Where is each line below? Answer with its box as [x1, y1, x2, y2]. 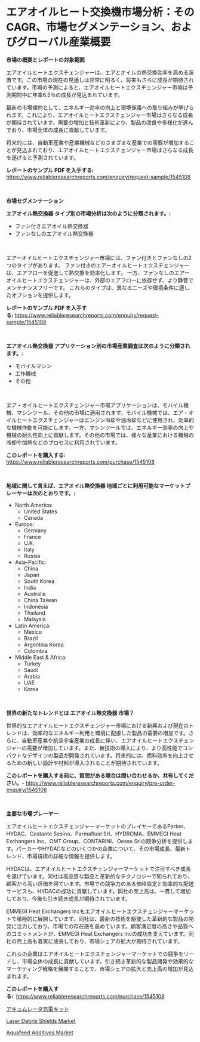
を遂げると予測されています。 [6, 153, 79, 161]
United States [23, 508, 58, 515]
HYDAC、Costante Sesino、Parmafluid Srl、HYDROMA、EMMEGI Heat [6, 830, 182, 837]
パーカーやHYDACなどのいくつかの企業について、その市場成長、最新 [16, 845, 186, 852]
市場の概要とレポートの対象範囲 [6, 56, 85, 63]
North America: [14, 501, 53, 508]
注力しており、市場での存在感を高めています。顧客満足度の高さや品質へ [16, 923, 194, 930]
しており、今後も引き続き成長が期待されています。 [6, 895, 131, 902]
